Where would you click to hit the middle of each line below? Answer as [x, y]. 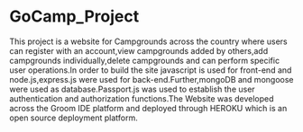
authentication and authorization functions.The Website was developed [142, 98]
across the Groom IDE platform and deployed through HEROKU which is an [148, 108]
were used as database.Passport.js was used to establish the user [132, 89]
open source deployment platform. [73, 118]
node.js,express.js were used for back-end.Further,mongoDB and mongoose [151, 79]
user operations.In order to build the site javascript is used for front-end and [151, 70]
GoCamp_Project [74, 17]
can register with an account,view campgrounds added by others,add [139, 50]
